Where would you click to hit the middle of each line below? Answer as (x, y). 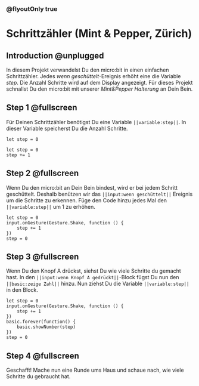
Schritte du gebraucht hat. (38, 376)
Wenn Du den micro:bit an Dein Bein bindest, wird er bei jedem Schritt (92, 187)
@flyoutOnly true (32, 9)
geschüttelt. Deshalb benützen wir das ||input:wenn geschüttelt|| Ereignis (99, 194)
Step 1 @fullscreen (42, 108)
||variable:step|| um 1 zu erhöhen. (51, 206)
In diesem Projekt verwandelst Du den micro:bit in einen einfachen (88, 70)
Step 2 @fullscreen (43, 173)
